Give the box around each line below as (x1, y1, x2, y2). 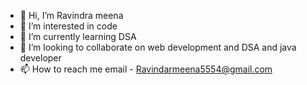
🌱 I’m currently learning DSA (19, 31, 137, 42)
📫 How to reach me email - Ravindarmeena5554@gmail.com (19, 63, 273, 75)
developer (19, 52, 62, 64)
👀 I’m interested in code (19, 20, 118, 32)
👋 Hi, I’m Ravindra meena (19, 10, 124, 21)
